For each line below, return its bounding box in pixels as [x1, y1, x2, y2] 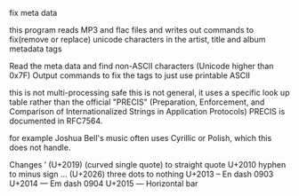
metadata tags [9, 43, 62, 54]
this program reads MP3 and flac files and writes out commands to [9, 25, 255, 35]
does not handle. [9, 142, 71, 153]
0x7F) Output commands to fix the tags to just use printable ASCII [9, 70, 251, 81]
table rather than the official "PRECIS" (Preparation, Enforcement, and [9, 97, 265, 107]
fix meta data [9, 8, 58, 18]
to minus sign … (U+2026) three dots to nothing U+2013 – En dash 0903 [9, 169, 274, 179]
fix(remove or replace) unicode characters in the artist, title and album [9, 35, 266, 44]
